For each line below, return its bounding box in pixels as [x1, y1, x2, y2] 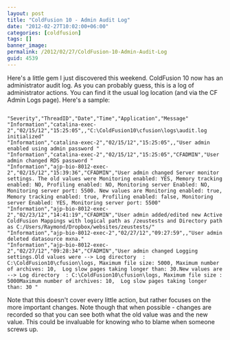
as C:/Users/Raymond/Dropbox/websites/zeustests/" [7, 223, 155, 231]
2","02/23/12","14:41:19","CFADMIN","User [7, 211, 130, 218]
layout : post [7, 10, 45, 17]
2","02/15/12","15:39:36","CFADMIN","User [7, 169, 130, 176]
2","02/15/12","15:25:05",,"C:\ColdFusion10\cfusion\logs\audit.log [7, 127, 207, 134]
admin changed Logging [133, 247, 198, 255]
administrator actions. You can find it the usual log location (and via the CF [7, 88, 218, 96]
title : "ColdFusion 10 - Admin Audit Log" [7, 17, 130, 23]
